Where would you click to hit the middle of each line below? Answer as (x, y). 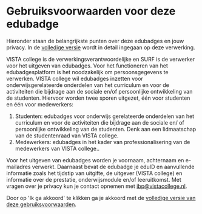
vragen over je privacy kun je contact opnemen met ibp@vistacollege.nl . (97, 186)
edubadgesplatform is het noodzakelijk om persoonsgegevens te (87, 72)
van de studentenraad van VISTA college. (67, 136)
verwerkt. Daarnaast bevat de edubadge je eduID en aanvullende (113, 167)
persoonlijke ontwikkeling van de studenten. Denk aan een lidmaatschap (106, 129)
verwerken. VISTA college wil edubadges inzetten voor (75, 78)
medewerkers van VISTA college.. (57, 148)
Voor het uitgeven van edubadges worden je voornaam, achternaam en (95, 160)
